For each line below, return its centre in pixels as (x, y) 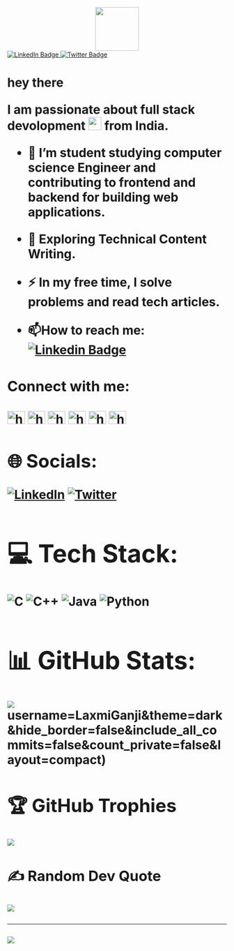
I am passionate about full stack (101, 110)
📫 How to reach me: (86, 330)
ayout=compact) (57, 759)
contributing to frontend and (112, 182)
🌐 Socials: (52, 461)
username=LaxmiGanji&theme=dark (115, 715)
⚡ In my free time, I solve (100, 283)
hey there (36, 83)
